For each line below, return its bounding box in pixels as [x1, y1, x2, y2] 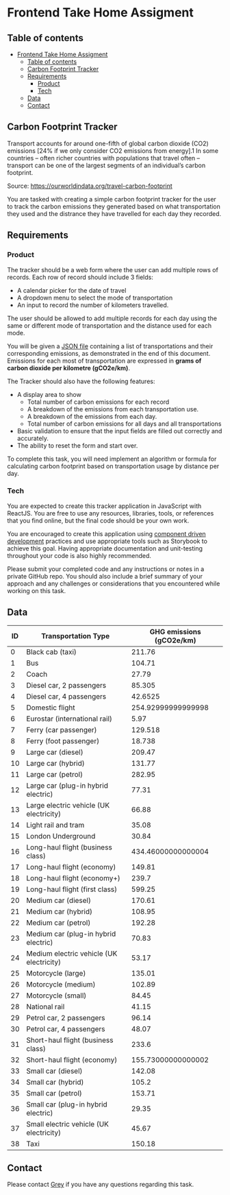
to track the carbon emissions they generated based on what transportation [7, 202, 221, 210]
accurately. [16, 434, 49, 442]
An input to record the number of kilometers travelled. [16, 300, 169, 309]
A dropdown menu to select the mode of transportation [16, 293, 173, 302]
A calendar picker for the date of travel [16, 286, 127, 294]
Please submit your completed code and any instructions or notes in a [7, 564, 205, 573]
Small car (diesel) [26, 1066, 83, 1076]
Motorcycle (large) [26, 968, 86, 978]
